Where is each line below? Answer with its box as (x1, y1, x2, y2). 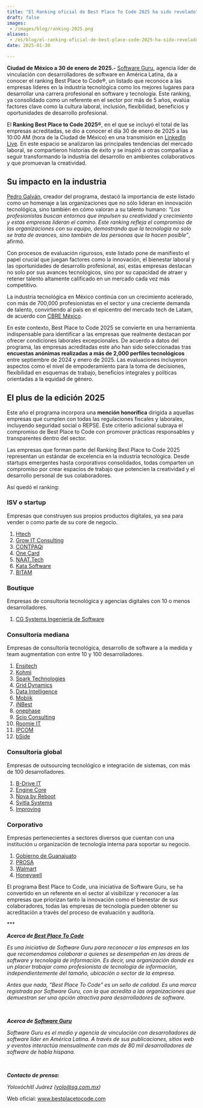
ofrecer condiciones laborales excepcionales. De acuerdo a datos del (7, 337, 180, 344)
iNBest (15, 701, 33, 708)
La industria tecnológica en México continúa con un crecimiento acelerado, (7, 293, 194, 300)
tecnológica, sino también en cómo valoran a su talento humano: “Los (7, 206, 180, 213)
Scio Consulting (15, 714, 55, 721)
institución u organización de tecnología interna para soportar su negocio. (7, 840, 190, 847)
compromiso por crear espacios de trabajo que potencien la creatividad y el (7, 465, 195, 472)
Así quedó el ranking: (7, 483, 60, 490)
